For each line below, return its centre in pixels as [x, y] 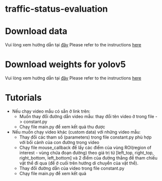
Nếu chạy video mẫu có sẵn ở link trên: [51, 111]
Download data [36, 31]
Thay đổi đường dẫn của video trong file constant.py [72, 168]
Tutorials [23, 98]
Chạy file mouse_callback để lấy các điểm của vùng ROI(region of [85, 148]
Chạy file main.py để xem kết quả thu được [62, 127]
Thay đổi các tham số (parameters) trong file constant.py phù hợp [85, 137]
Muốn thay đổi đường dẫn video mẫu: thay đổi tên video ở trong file [87, 116]
